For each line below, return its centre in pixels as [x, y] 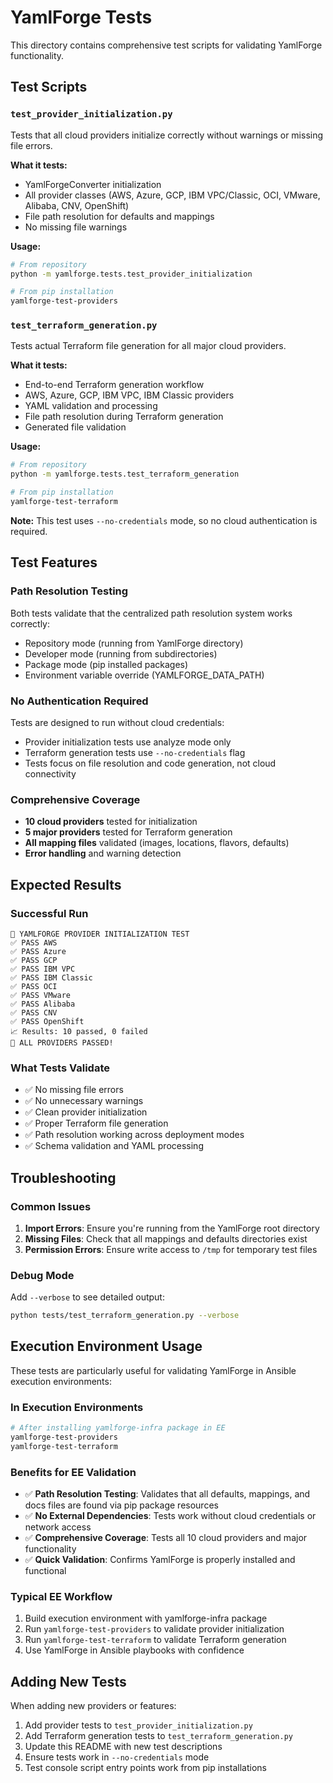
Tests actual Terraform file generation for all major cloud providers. [148, 346]
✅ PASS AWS [34, 942]
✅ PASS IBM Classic [51, 977]
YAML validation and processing [91, 406]
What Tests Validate [60, 1068]
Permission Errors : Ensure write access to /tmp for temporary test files [171, 1249]
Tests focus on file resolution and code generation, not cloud [150, 763]
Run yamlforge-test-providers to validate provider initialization [154, 1629]
